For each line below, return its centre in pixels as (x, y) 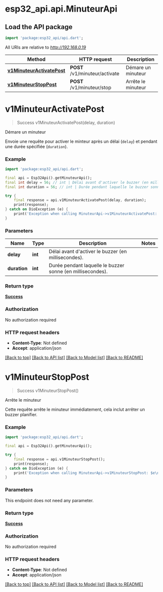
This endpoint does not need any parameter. (49, 500)
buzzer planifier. (21, 414)
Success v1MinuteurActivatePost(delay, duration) (66, 122)
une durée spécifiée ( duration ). (36, 146)
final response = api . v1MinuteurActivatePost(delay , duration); (80, 200)
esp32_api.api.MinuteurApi (61, 9)
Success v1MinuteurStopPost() (48, 390)
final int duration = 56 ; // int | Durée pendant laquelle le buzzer (77, 187)
